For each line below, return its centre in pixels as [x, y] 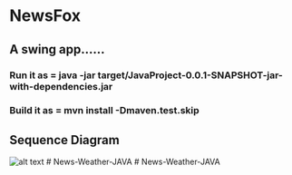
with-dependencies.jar [61, 86]
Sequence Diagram [64, 140]
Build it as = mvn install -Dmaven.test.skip [104, 111]
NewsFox [45, 16]
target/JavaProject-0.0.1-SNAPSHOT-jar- [190, 75]
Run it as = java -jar [53, 75]
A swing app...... [58, 49]
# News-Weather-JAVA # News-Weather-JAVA [133, 162]
